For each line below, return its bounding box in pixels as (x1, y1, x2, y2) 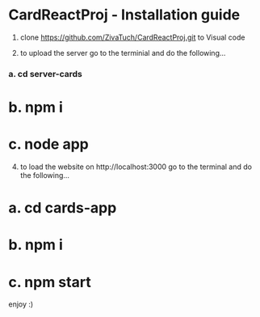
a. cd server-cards (8, 68, 82, 79)
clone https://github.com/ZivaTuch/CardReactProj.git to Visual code (19, 32, 245, 42)
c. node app (8, 135, 89, 154)
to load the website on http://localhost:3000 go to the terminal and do (19, 162, 253, 171)
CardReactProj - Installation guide (8, 6, 241, 24)
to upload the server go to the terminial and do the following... (19, 48, 226, 57)
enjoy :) (8, 299, 34, 309)
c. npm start (8, 273, 91, 291)
